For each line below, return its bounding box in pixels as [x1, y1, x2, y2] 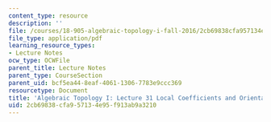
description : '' [8, 19, 63, 27]
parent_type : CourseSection [8, 71, 103, 79]
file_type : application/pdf [8, 34, 103, 43]
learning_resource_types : [8, 42, 95, 50]
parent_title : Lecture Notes [8, 64, 106, 72]
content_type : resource [8, 11, 89, 20]
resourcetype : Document [8, 86, 89, 95]
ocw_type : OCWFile [8, 57, 70, 65]
